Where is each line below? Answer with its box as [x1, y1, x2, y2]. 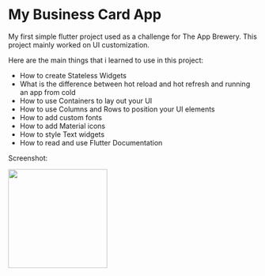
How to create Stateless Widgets [19, 70, 127, 80]
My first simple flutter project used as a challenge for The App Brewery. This [8, 32, 257, 41]
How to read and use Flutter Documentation [19, 138, 163, 147]
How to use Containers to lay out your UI [19, 96, 153, 105]
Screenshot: [8, 153, 48, 163]
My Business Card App [8, 6, 162, 24]
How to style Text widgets [19, 129, 105, 139]
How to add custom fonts [19, 112, 103, 122]
